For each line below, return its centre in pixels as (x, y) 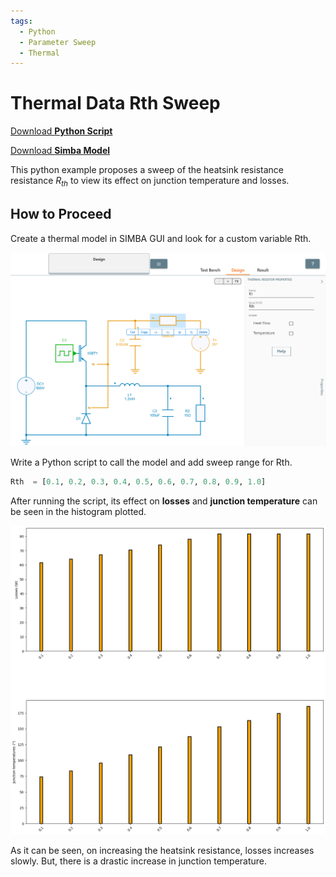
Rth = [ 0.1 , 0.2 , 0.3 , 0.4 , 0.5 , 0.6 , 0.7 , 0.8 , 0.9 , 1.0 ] (138, 482)
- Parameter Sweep (58, 42)
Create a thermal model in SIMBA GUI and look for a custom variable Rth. (161, 238)
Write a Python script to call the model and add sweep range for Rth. (151, 462)
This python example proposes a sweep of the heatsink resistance (147, 170)
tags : (21, 21)
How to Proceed (61, 214)
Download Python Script (61, 131)
